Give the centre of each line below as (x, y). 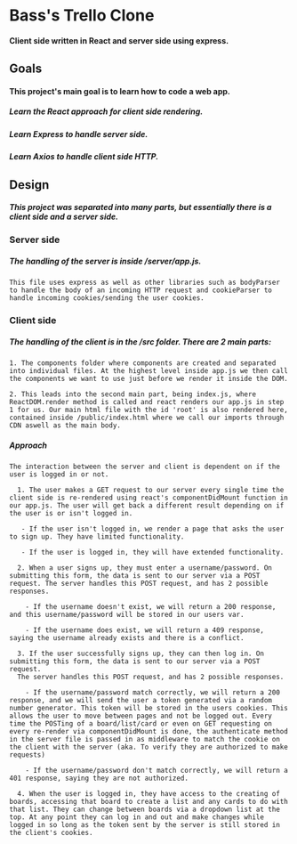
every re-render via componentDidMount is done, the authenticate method (149, 732)
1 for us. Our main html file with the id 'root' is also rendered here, (149, 410)
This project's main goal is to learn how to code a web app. (120, 91)
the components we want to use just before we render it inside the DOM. (149, 379)
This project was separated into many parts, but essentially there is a (140, 207)
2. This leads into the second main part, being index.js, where (132, 394)
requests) (28, 755)
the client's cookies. (51, 833)
